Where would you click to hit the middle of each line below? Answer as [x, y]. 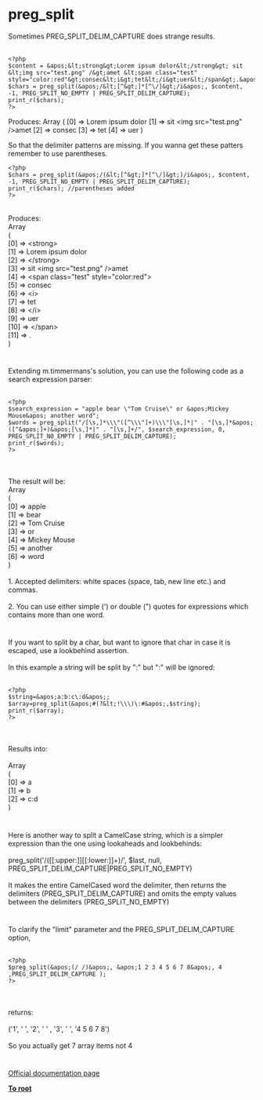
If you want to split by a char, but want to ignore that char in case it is [119, 642]
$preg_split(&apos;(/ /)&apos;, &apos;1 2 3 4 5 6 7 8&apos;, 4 [115, 967]
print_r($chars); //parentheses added [71, 188]
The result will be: [37, 481]
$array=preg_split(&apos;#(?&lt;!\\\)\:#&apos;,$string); [104, 704]
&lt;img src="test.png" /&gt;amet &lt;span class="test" [103, 72]
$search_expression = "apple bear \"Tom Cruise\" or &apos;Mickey [119, 409]
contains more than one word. [56, 615]
